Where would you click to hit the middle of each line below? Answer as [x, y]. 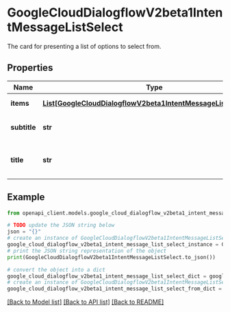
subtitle [23, 127]
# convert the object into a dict [56, 269]
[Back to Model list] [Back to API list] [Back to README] [86, 302]
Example [26, 197]
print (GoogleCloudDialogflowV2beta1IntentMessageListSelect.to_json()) [111, 257]
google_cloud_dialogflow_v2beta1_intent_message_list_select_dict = [107, 276]
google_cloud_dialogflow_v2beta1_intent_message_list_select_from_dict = [115, 289]
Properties [30, 68]
